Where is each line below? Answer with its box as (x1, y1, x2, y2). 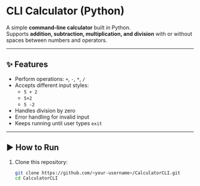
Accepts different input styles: (14, 82, 89, 89)
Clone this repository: (14, 158, 68, 165)
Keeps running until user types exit (14, 119, 102, 126)
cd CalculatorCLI (14, 175, 58, 181)
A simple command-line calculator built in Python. (6, 24, 131, 31)
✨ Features (6, 60, 48, 70)
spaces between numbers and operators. (6, 36, 108, 44)
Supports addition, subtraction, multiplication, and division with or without (6, 30, 192, 37)
